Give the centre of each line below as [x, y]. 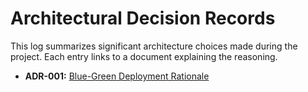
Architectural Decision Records [143, 18]
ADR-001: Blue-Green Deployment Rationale [117, 76]
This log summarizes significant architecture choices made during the [154, 46]
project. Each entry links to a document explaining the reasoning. [144, 56]
